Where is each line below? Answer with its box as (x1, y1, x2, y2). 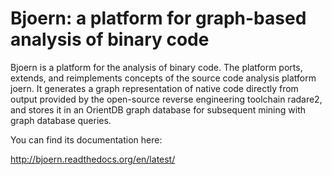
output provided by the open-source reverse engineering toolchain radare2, (10, 93, 323, 105)
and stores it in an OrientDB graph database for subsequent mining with (10, 103, 306, 116)
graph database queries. (10, 114, 112, 126)
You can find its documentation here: (10, 133, 163, 146)
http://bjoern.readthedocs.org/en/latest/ (10, 153, 176, 165)
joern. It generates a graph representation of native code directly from (10, 82, 299, 94)
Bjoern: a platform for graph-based (10, 7, 307, 30)
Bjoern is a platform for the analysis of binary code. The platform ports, (10, 61, 303, 73)
